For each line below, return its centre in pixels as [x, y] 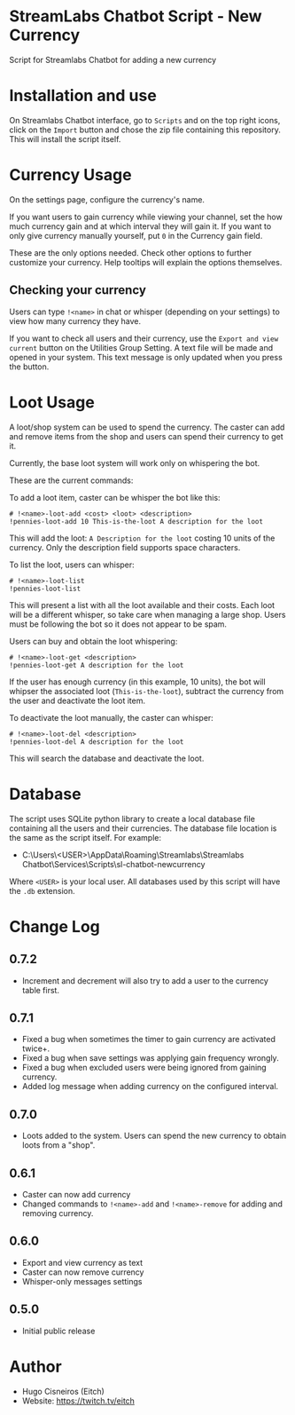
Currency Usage [70, 175]
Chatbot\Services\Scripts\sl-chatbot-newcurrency [113, 864]
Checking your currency [78, 290]
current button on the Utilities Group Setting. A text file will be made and [141, 347]
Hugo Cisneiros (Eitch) [63, 1391]
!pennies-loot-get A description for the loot [97, 665]
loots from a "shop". [58, 1145]
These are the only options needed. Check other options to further [131, 253]
